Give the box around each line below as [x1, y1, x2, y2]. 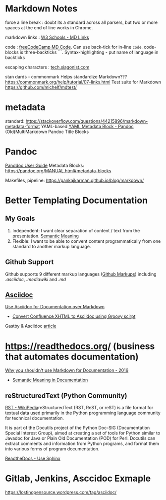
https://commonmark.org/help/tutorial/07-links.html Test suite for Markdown [5, 79, 162, 85]
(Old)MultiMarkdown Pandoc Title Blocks [5, 129, 89, 135]
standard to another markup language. [12, 243, 91, 249]
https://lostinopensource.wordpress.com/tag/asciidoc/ [5, 490, 117, 496]
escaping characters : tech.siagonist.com [5, 64, 90, 70]
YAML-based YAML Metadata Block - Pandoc [41, 123, 134, 129]
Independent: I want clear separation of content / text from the [12, 227, 140, 233]
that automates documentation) [5, 351, 139, 362]
